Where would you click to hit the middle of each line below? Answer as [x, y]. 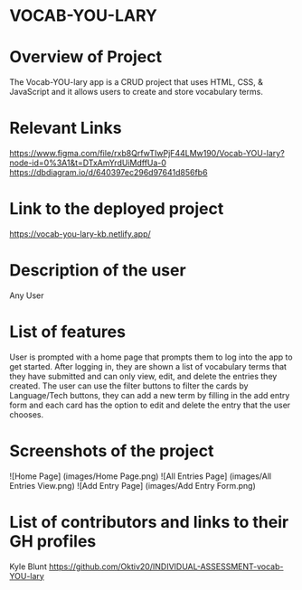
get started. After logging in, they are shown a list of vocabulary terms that [148, 366]
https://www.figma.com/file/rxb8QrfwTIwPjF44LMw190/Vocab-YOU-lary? [147, 154]
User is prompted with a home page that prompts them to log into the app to [151, 357]
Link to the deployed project [117, 209]
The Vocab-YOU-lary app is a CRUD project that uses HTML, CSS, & [137, 82]
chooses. [27, 414]
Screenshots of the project [112, 451]
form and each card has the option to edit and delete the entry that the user [150, 405]
